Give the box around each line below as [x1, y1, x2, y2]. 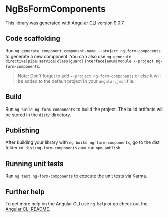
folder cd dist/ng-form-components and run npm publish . [5, 145, 122, 151]
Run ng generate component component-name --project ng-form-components [5, 47, 161, 53]
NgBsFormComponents [5, 3, 106, 15]
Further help [5, 187, 45, 196]
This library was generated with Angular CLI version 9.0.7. [5, 20, 125, 26]
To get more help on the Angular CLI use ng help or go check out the [5, 201, 148, 207]
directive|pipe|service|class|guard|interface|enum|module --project [5, 59, 154, 64]
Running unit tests [5, 159, 64, 168]
